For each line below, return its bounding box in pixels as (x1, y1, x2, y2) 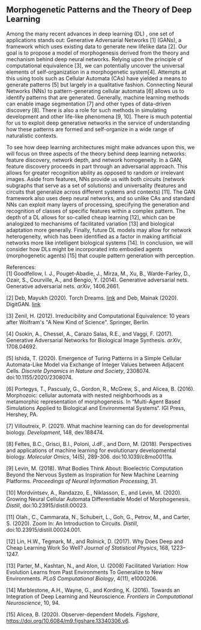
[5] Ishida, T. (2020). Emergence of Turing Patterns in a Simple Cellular (6, 354, 182, 361)
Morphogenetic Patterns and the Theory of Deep (6, 5, 192, 15)
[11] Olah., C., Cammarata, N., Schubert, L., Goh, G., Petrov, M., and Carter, (6, 513, 191, 520)
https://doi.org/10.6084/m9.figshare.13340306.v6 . (6, 617, 130, 624)
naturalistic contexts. (6, 132, 58, 139)
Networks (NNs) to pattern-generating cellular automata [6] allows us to (6, 87, 185, 95)
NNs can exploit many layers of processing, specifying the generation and (6, 201, 190, 208)
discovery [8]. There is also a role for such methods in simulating (6, 106, 167, 113)
